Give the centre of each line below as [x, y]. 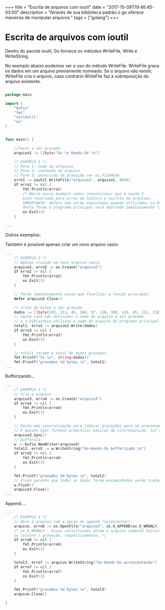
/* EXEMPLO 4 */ [31, 517]
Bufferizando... [20, 376]
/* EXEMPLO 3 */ [31, 389]
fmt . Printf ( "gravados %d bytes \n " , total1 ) [60, 362]
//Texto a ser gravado [37, 148]
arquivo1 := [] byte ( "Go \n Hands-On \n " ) [57, 153]
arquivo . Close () [31, 594]
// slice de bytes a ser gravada [48, 307]
